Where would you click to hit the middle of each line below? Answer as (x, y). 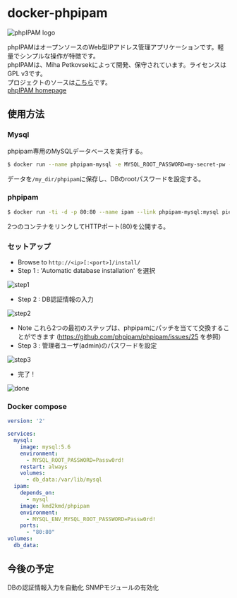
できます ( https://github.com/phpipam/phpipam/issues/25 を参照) (126, 336)
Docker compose (37, 406)
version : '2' (26, 421)
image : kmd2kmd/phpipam (55, 506)
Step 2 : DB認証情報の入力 (55, 299)
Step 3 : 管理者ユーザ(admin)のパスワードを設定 (87, 345)
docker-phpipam (57, 13)
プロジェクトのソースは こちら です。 (59, 82)
